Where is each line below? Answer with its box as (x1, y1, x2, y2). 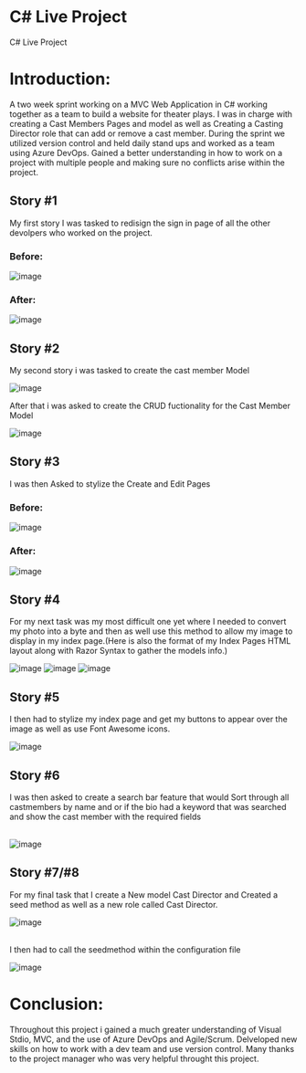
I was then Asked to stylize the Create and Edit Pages (9, 478, 211, 489)
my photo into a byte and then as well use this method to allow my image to (9, 626, 293, 636)
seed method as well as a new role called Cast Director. (9, 899, 218, 910)
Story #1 (9, 194, 58, 209)
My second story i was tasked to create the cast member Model (9, 365, 249, 376)
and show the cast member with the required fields (9, 811, 202, 822)
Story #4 (9, 592, 61, 607)
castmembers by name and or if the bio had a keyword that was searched (9, 801, 287, 812)
